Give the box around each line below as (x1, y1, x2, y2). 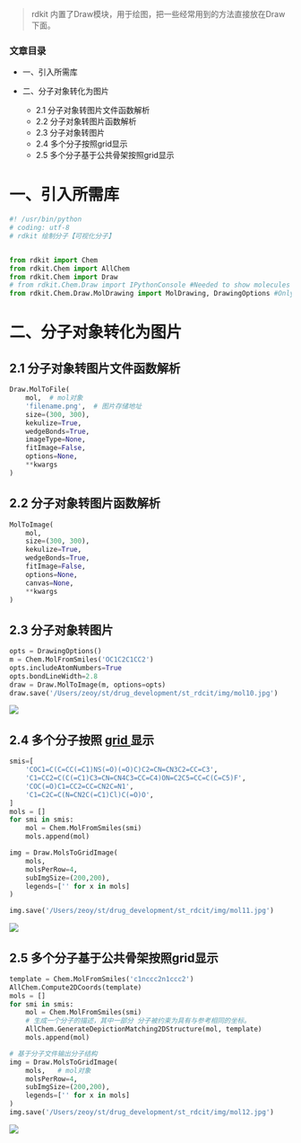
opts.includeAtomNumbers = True (9, 663, 123, 672)
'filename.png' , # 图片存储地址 (25, 402, 142, 411)
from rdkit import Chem (9, 255, 99, 264)
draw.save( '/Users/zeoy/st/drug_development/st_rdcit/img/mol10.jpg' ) (9, 688, 279, 697)
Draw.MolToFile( (9, 385, 70, 394)
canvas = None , (25, 579, 74, 588)
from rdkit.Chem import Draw (9, 272, 118, 281)
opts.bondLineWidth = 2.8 (9, 671, 99, 681)
